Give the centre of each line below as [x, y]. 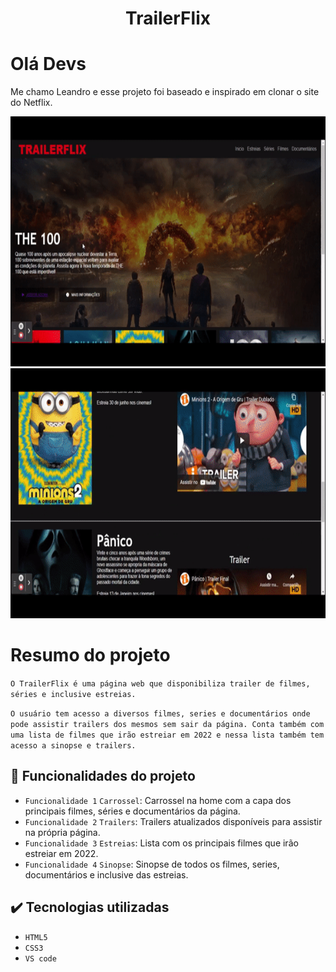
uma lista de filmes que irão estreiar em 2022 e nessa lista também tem [167, 735]
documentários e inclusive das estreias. [106, 874]
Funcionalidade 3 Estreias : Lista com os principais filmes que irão [161, 843]
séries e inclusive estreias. [73, 695]
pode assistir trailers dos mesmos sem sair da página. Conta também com [167, 725]
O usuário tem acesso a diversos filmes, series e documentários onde [160, 714]
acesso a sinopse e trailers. [73, 746]
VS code [40, 958]
